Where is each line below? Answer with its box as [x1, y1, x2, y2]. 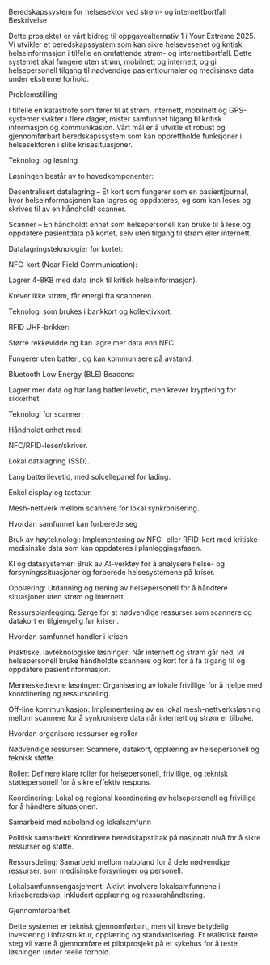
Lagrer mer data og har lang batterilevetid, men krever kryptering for [8, 385, 237, 395]
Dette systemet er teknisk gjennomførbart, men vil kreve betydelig [8, 921, 229, 931]
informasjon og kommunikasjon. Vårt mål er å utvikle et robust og [8, 123, 226, 132]
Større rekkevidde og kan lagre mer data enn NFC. [8, 338, 176, 347]
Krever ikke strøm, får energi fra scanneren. [8, 291, 154, 300]
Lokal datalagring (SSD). [8, 456, 90, 466]
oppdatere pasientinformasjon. [8, 665, 112, 674]
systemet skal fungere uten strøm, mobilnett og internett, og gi [8, 57, 217, 66]
